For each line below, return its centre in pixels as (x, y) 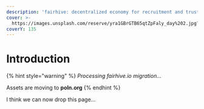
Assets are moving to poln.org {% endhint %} (63, 88)
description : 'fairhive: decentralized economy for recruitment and (95, 12)
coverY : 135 (21, 29)
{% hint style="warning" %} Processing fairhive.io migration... (84, 76)
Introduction (38, 59)
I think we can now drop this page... (51, 100)
